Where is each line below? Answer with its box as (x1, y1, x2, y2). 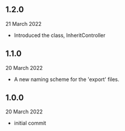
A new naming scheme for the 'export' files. (13, 76, 120, 83)
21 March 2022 (5, 20, 42, 27)
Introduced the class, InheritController (13, 32, 106, 39)
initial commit (13, 120, 46, 127)
